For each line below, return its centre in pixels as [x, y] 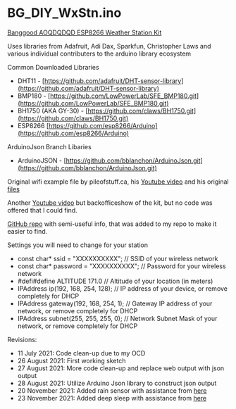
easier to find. [27, 231]
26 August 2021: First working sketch [72, 360]
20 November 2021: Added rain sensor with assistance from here [112, 390]
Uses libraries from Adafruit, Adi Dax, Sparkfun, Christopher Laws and [109, 46]
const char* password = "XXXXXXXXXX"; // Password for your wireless [122, 266]
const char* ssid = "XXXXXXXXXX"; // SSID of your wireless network [118, 258]
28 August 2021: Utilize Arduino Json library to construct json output [117, 383]
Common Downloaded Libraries [54, 67]
